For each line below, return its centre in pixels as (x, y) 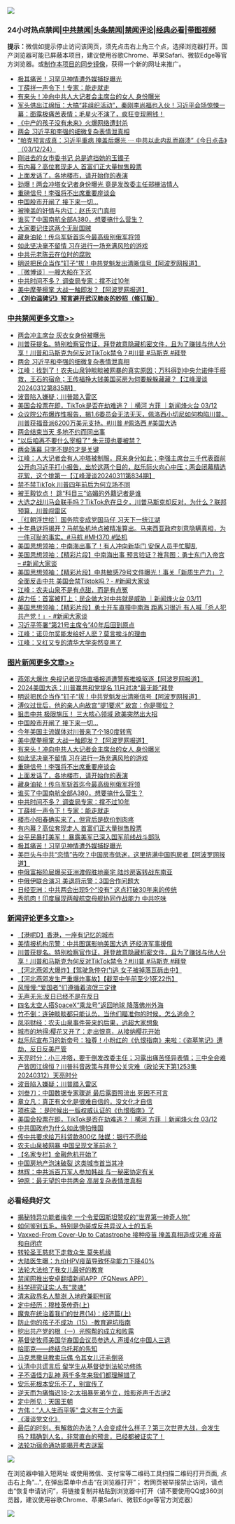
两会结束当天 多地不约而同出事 (61, 431)
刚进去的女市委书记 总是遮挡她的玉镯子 (73, 158)
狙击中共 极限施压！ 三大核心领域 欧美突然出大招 (87, 714)
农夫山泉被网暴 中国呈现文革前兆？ (67, 1145)
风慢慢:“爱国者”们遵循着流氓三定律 (67, 987)
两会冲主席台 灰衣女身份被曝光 (61, 335)
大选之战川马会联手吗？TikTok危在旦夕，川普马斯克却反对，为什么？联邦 (122, 501)
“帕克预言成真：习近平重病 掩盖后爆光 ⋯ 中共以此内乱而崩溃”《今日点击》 (122, 140)
